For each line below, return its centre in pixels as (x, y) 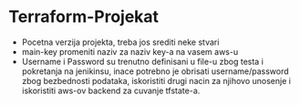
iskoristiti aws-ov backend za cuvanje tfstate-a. (111, 90)
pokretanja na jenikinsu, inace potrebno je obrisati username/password (155, 71)
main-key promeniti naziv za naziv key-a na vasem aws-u (130, 51)
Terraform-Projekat (84, 17)
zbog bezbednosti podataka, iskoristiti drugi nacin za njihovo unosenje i (156, 80)
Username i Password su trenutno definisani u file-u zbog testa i (142, 61)
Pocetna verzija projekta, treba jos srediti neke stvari (120, 42)
